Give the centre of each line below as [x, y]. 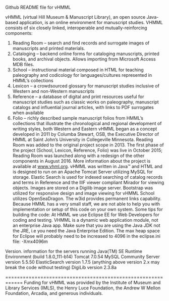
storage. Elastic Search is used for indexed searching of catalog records [88, 177]
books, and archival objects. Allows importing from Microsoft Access [84, 59]
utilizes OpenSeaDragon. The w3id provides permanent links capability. [87, 198]
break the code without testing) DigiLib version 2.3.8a [61, 267]
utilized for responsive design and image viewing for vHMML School [83, 193]
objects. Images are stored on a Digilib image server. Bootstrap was [83, 188]
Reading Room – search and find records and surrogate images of [81, 43]
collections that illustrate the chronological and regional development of [87, 123]
